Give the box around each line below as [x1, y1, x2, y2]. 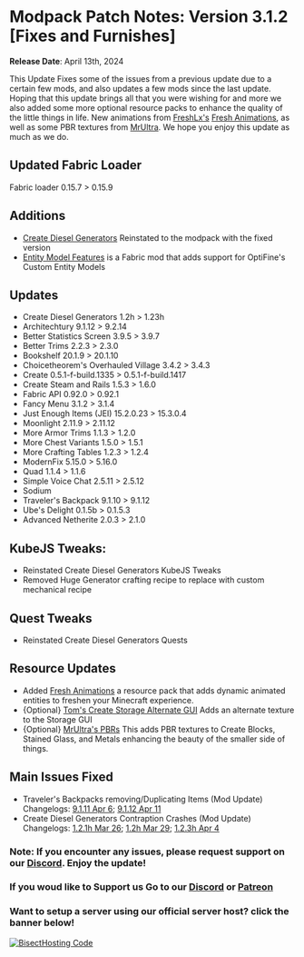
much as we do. [9, 131, 70, 142]
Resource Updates [9, 661, 116, 676]
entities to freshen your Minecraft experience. [22, 694, 194, 705]
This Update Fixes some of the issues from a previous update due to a [9, 73, 272, 84]
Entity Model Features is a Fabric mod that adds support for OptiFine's [22, 252, 286, 263]
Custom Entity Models [22, 261, 106, 272]
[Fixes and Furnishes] [9, 25, 176, 46]
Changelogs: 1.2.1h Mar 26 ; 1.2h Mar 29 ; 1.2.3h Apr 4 [22, 822, 220, 833]
